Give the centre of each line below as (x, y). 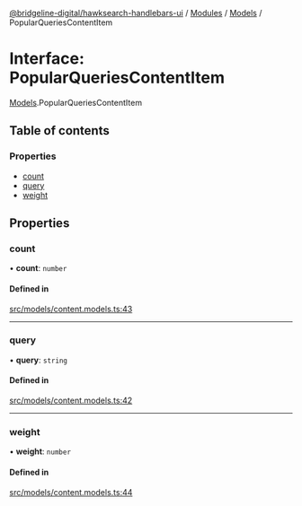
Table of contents (59, 131)
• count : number (38, 268)
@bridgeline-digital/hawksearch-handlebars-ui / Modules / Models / (136, 13)
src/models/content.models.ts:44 (71, 492)
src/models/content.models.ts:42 (71, 401)
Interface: (47, 59)
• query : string (38, 360)
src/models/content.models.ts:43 (71, 309)
